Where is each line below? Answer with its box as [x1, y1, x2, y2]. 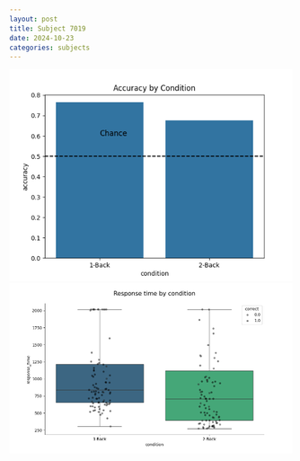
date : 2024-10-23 [9, 33, 75, 42]
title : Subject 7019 [9, 23, 87, 33]
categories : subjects [9, 43, 91, 52]
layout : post [9, 14, 58, 23]
